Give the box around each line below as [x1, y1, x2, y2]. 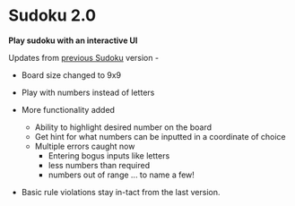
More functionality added [21, 104, 116, 115]
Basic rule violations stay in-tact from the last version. [21, 186, 221, 197]
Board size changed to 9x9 [21, 69, 122, 81]
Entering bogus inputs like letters [48, 150, 170, 161]
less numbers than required [48, 159, 150, 170]
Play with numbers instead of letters [21, 87, 155, 98]
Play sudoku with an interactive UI [8, 35, 138, 46]
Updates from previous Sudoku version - [8, 52, 159, 63]
